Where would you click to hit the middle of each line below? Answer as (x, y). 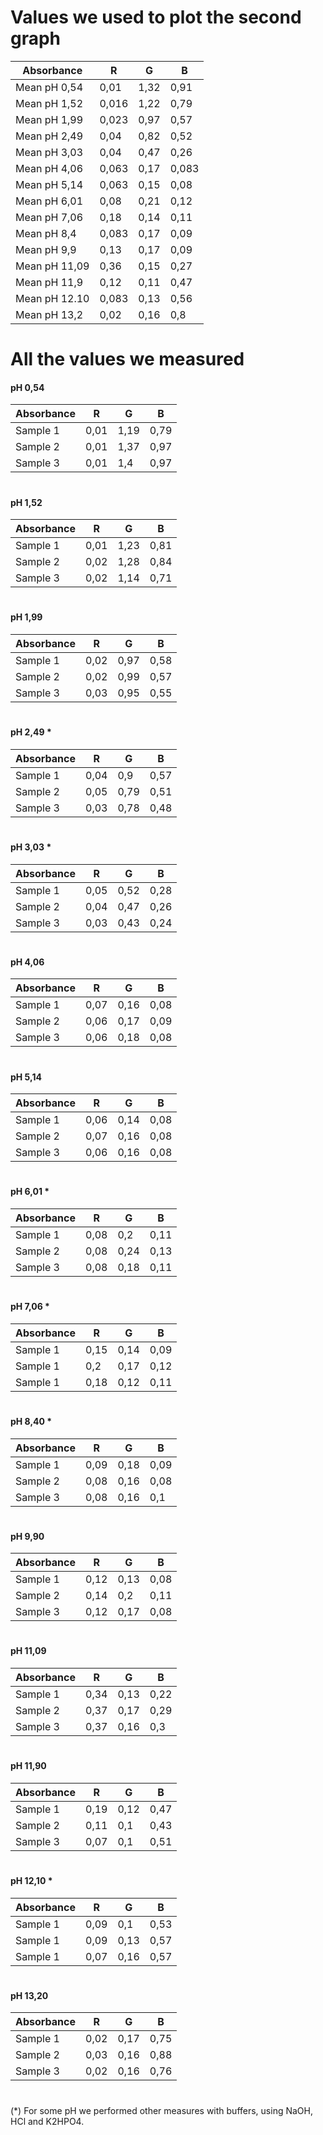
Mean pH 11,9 (49, 282)
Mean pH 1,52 (49, 103)
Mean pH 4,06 (49, 168)
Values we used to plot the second (156, 17)
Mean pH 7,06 (49, 217)
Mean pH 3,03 (49, 152)
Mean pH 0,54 (49, 87)
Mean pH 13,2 (49, 314)
